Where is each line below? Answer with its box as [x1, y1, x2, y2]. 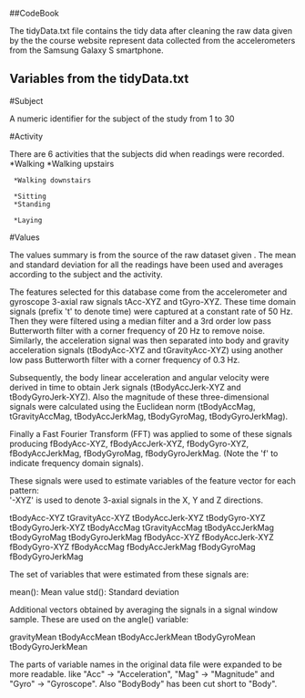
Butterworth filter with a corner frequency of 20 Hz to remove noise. [9, 325, 266, 336]
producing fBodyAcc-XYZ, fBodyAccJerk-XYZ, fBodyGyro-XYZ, [9, 438, 249, 449]
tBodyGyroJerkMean [9, 641, 88, 651]
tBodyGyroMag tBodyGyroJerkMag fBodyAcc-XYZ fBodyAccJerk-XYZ [9, 531, 275, 542]
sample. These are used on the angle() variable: [9, 613, 189, 624]
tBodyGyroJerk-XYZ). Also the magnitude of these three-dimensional [9, 391, 269, 402]
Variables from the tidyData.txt [9, 71, 189, 87]
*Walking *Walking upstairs [9, 158, 115, 169]
